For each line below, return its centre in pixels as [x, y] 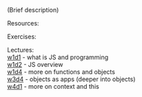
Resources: [23, 23]
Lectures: [21, 50]
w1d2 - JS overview [35, 64]
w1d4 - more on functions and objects [61, 72]
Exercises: [22, 36]
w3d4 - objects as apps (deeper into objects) [71, 79]
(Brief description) [33, 10]
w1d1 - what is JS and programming [58, 57]
